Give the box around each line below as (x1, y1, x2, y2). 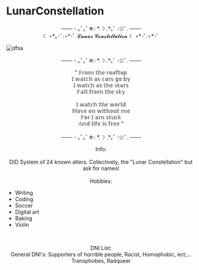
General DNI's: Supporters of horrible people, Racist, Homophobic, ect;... (10, 251, 192, 258)
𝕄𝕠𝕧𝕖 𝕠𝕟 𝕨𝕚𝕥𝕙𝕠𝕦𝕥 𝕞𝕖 (72, 107, 130, 114)
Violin (14, 221, 29, 228)
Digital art (14, 208, 40, 215)
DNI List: (90, 244, 112, 251)
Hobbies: (90, 177, 112, 185)
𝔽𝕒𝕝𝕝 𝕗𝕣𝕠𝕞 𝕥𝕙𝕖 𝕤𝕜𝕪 (76, 88, 126, 95)
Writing (14, 189, 33, 196)
